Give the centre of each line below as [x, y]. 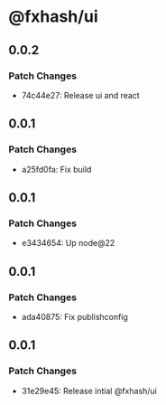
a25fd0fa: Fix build [56, 169]
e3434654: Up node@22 [68, 243]
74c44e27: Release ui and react [81, 95]
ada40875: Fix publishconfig [74, 316]
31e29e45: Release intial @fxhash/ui [89, 391]
